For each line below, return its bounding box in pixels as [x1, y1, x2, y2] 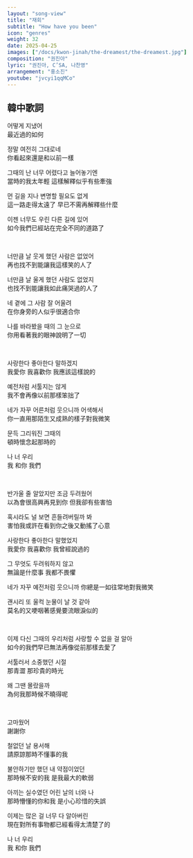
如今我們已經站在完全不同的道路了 [7, 224, 104, 232]
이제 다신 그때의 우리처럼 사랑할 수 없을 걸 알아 [7, 635, 133, 643]
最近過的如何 [7, 130, 44, 139]
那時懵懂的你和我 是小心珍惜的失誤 [7, 797, 106, 805]
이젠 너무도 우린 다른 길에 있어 [7, 216, 89, 224]
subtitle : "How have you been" [7, 23, 98, 30]
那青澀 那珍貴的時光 [7, 667, 64, 675]
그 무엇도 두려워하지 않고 [7, 559, 74, 568]
